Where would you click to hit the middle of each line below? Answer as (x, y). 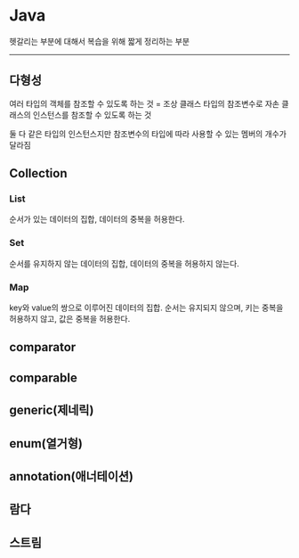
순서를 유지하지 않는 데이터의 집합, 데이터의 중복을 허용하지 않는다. (125, 263)
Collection (38, 173)
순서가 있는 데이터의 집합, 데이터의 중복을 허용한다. (97, 219)
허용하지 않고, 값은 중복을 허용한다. (70, 319)
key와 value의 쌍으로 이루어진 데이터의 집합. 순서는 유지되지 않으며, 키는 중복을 (146, 308)
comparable (43, 377)
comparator (43, 347)
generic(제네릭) (52, 410)
